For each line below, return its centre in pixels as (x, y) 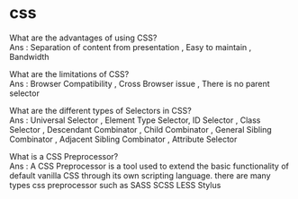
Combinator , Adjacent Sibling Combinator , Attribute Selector (123, 139)
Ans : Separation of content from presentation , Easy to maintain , (131, 47)
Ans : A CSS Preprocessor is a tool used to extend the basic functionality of (149, 166)
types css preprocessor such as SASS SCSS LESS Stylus (115, 185)
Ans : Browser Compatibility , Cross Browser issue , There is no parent (140, 83)
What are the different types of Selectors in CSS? (100, 110)
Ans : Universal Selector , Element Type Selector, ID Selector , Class (135, 120)
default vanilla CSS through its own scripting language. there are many (140, 175)
